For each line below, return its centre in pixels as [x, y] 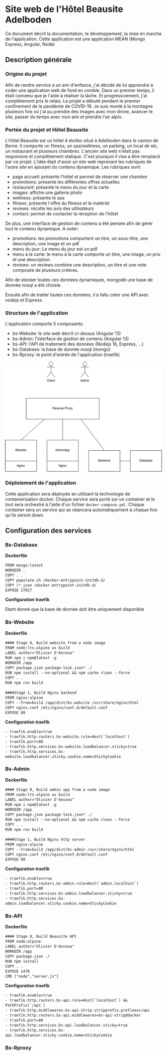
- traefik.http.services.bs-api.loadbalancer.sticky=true [66, 1026]
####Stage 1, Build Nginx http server [45, 839]
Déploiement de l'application [41, 483]
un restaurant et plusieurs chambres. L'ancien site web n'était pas [73, 151]
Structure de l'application [37, 313]
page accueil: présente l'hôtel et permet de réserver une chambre [80, 176]
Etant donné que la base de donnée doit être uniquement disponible [75, 609]
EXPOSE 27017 [19, 590]
